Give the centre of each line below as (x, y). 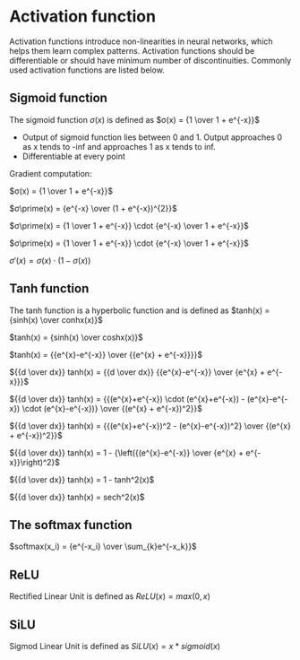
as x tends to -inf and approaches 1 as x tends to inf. (119, 146)
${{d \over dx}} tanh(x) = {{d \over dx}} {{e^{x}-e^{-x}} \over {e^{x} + (137, 372)
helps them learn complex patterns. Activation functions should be (132, 50)
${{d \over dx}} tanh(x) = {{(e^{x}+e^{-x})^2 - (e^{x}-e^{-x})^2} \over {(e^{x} (150, 426)
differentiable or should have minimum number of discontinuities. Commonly (150, 60)
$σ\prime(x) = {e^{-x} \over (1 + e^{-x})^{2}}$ (93, 208)
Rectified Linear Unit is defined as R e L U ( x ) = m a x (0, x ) (110, 596)
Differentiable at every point (73, 156)
